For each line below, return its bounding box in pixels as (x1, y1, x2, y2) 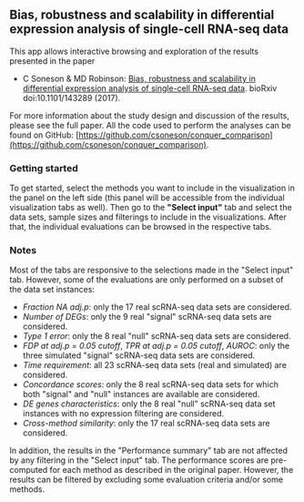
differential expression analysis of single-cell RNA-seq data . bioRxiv (22, 82, 278, 94)
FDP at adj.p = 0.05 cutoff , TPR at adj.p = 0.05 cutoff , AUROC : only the (22, 341, 289, 352)
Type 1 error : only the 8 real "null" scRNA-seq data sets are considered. (22, 331, 291, 342)
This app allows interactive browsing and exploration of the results (9, 46, 259, 56)
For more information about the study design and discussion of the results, (9, 109, 289, 121)
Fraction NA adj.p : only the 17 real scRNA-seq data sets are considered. (22, 302, 292, 312)
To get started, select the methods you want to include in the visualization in (9, 182, 296, 194)
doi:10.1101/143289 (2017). (22, 92, 121, 103)
